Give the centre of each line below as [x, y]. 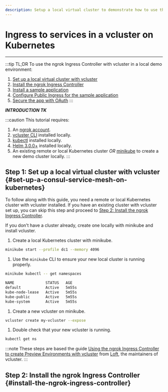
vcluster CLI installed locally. [42, 135]
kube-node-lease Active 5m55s [41, 292]
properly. [22, 265]
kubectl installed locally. [37, 140]
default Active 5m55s [41, 288]
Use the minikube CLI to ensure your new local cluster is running [78, 259]
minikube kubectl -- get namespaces [43, 274]
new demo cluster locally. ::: [41, 156]
